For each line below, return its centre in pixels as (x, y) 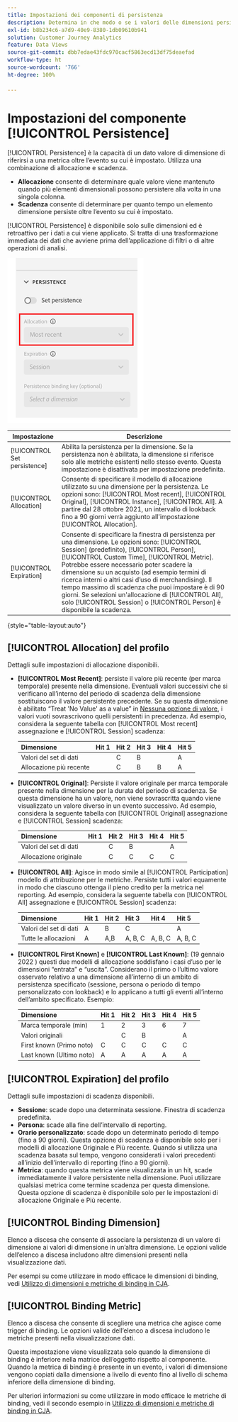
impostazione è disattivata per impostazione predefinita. (143, 470)
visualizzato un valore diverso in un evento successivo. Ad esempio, (117, 806)
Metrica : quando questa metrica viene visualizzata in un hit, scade (115, 1170)
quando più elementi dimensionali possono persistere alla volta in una (119, 189)
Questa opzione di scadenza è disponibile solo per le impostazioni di (118, 1193)
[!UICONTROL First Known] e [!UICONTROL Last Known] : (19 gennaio (121, 954)
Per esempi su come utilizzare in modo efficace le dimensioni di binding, (113, 1276)
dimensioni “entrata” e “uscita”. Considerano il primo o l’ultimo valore (118, 969)
